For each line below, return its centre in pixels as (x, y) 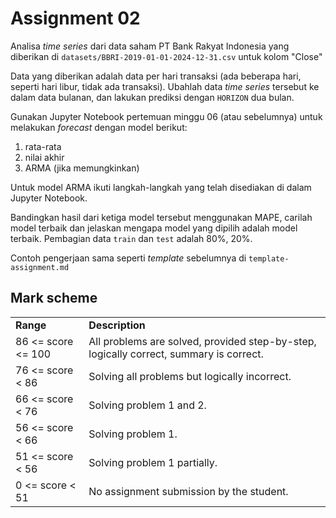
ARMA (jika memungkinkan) (82, 168)
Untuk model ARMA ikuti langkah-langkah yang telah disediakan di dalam (161, 187)
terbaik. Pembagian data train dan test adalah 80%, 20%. (131, 238)
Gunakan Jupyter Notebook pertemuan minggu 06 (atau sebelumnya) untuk (166, 116)
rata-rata (43, 146)
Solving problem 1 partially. (153, 462)
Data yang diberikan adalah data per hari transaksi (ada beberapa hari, (156, 76)
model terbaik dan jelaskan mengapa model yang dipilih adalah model (154, 228)
